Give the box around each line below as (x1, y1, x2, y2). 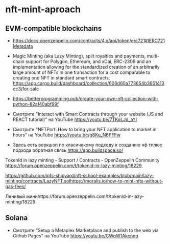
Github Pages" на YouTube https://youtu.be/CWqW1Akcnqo (12, 232, 139, 239)
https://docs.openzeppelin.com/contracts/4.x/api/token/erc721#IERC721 (12, 37, 165, 44)
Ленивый (5, 193, 26, 199)
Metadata (12, 43, 33, 49)
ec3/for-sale (12, 86, 39, 92)
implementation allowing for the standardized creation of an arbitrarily (12, 64, 160, 70)
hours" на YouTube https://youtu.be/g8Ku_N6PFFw (12, 132, 121, 138)
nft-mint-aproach (5, 4, 81, 15)
